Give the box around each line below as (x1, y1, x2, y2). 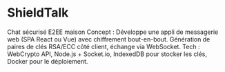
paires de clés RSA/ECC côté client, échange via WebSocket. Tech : (7, 42, 200, 51)
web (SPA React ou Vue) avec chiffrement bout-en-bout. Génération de (7, 35, 211, 43)
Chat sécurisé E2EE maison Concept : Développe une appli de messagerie (7, 28, 219, 36)
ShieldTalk (7, 5, 69, 21)
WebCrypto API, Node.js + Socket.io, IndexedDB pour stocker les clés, (7, 50, 207, 58)
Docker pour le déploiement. (7, 57, 88, 65)
